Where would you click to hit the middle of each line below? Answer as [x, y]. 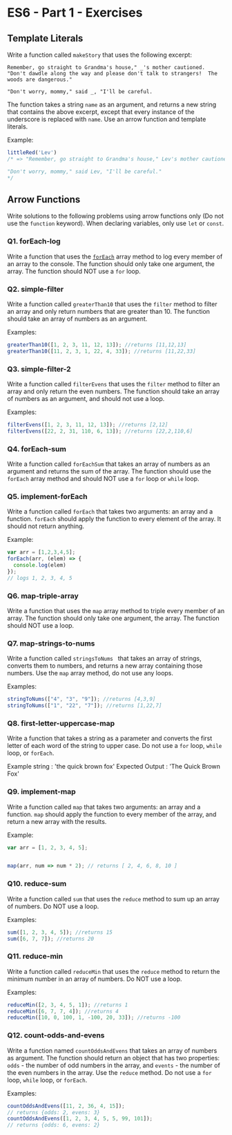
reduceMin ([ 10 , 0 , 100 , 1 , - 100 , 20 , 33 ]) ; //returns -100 [94, 1017]
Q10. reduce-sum [37, 884]
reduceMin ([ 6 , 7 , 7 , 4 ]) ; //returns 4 [63, 1011]
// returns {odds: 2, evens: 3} [54, 1112]
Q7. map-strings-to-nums [51, 643]
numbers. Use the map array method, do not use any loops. [90, 673]
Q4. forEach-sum [37, 449]
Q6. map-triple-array [43, 596]
